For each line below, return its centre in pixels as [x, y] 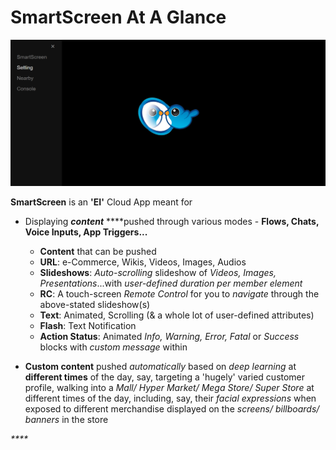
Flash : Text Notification [88, 325]
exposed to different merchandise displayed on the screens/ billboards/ [172, 408]
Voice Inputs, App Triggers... [86, 232]
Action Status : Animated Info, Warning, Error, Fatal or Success [169, 336]
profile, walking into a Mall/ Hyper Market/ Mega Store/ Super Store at [169, 387]
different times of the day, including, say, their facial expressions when [170, 398]
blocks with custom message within [113, 347]
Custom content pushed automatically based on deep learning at [160, 366]
